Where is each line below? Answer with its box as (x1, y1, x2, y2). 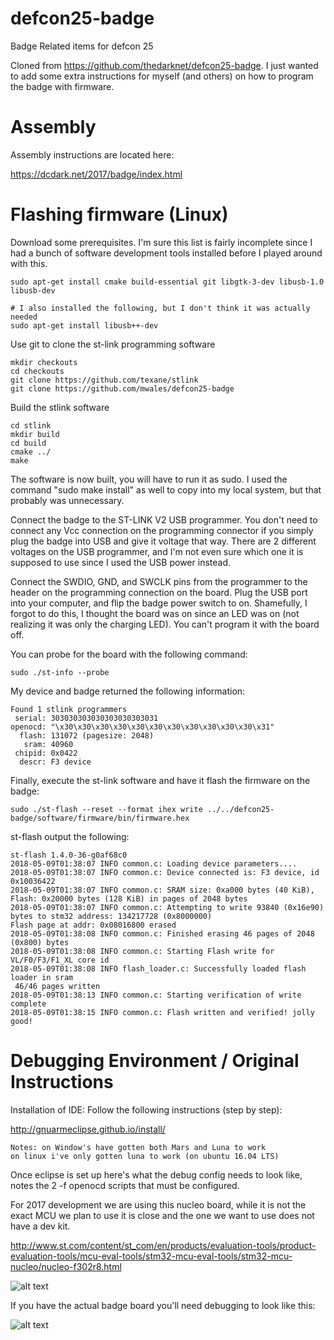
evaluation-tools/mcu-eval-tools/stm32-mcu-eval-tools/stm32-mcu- (10, 1250, 293, 1262)
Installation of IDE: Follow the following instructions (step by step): (10, 1103, 283, 1116)
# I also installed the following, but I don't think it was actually (10, 303, 311, 313)
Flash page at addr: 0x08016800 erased (10, 920, 177, 930)
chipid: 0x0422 (14, 748, 78, 758)
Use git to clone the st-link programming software (10, 338, 216, 350)
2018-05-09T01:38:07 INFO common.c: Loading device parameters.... (10, 858, 298, 869)
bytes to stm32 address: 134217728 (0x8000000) (10, 911, 213, 921)
